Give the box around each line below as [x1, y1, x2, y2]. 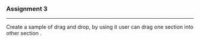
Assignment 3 [6, 5, 48, 13]
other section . [6, 30, 42, 37]
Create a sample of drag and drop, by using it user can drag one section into [6, 23, 194, 30]
